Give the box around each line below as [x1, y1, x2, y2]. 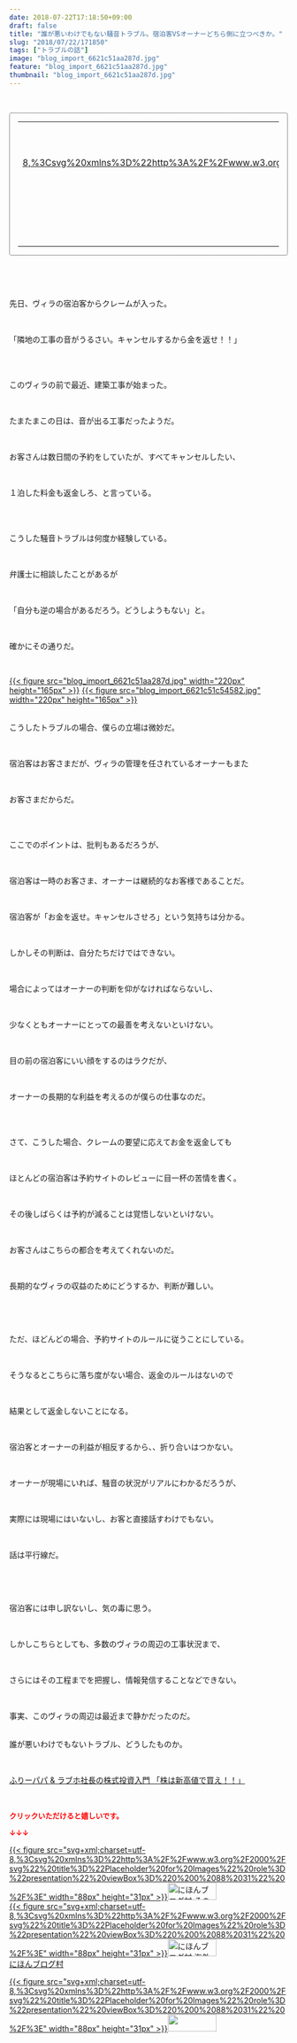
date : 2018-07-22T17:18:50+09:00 [9, 12, 133, 22]
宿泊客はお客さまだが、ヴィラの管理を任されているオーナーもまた [9, 758, 249, 769]
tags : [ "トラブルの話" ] [9, 46, 88, 55]
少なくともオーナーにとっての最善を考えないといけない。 [9, 1019, 218, 1030]
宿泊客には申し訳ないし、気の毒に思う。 [9, 1602, 156, 1613]
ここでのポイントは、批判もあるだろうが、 [9, 839, 164, 850]
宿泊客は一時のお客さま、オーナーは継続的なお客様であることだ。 [9, 875, 249, 886]
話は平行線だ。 [9, 1549, 64, 1559]
